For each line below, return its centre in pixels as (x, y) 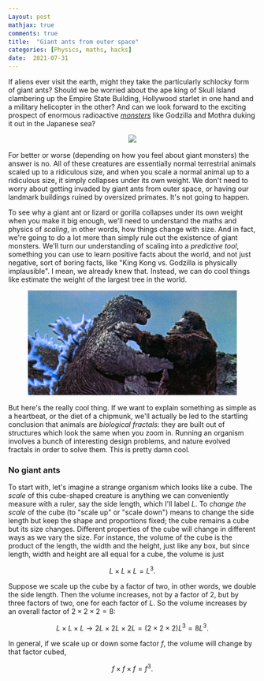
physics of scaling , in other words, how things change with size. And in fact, (132, 229)
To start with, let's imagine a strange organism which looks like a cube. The (130, 487)
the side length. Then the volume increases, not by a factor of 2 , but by (123, 594)
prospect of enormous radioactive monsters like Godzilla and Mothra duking (132, 115)
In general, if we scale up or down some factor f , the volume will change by (130, 643)
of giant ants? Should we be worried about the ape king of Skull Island (122, 90)
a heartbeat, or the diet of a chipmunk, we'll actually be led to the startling (128, 416)
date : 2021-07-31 (38, 58)
